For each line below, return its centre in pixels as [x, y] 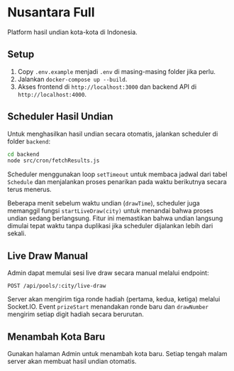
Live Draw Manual [48, 256]
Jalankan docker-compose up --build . [72, 79]
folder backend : [29, 141]
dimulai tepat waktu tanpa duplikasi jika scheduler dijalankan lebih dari [110, 226]
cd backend [23, 154]
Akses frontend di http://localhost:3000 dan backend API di [107, 87]
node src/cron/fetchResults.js [54, 161]
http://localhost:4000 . [52, 94]
